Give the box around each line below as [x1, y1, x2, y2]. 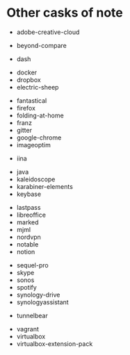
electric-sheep [16, 83, 59, 91]
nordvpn [16, 233, 41, 241]
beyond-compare [16, 41, 67, 49]
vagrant [16, 324, 40, 333]
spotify [16, 283, 38, 291]
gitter [16, 126, 33, 134]
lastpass [16, 203, 41, 211]
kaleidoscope [16, 175, 56, 183]
